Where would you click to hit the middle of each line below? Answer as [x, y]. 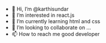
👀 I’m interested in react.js [43, 15]
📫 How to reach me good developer [56, 34]
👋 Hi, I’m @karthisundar [40, 9]
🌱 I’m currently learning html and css [56, 21]
